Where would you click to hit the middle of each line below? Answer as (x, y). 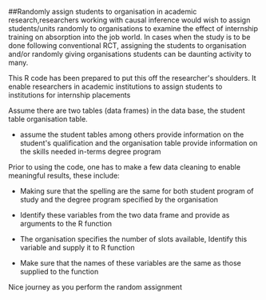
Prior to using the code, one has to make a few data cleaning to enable (125, 167)
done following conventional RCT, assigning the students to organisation (127, 46)
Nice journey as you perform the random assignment (95, 287)
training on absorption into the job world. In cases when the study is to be (129, 37)
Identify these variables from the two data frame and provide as (125, 215)
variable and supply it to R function (77, 248)
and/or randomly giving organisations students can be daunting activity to (130, 54)
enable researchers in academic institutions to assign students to (115, 86)
